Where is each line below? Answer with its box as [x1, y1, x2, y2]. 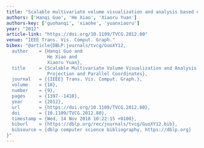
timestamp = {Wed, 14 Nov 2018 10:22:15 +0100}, [12, 115, 137, 121]
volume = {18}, [12, 82, 59, 88]
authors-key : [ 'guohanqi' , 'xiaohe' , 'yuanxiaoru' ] [6, 20, 140, 26]
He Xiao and [47, 54, 78, 60]
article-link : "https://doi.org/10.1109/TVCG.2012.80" [6, 31, 148, 37]
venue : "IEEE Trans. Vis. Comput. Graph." [6, 37, 115, 43]
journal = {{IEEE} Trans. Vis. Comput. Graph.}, [12, 76, 143, 82]
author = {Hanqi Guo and [12, 48, 83, 54]
